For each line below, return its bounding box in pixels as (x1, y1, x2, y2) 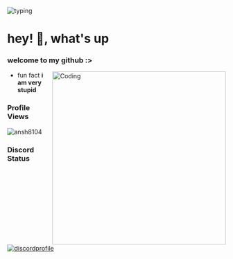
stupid (17, 86, 37, 94)
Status (7, 153, 30, 163)
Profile (7, 103, 31, 113)
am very (17, 78, 42, 87)
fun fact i (17, 71, 44, 80)
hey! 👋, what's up (7, 31, 110, 46)
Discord (7, 145, 35, 154)
